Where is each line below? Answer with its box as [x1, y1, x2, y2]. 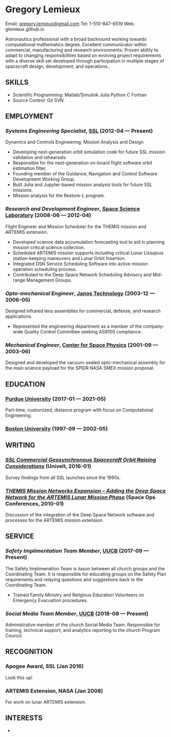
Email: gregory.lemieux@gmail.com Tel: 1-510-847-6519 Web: [5, 21, 135, 27]
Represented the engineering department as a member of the [12, 323, 142, 329]
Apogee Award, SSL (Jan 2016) [5, 663, 84, 670]
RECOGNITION [5, 647, 53, 656]
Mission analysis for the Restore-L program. [12, 192, 106, 198]
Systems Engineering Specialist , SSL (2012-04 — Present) [5, 127, 153, 134]
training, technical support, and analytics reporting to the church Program [5, 627, 160, 633]
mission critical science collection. [12, 244, 85, 250]
